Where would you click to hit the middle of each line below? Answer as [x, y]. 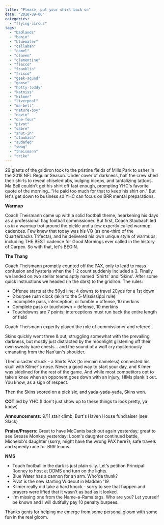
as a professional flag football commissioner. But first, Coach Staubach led [81, 220]
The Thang [16, 256]
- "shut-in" [22, 133]
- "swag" [18, 147]
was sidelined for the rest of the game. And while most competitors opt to [80, 371]
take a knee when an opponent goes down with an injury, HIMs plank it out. [81, 377]
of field [19, 317]
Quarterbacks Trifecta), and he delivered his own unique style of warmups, [81, 236]
